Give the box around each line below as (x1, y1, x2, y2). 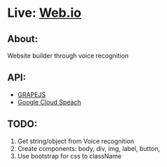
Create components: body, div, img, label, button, (17, 144, 161, 152)
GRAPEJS (17, 90, 46, 99)
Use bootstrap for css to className (17, 152, 121, 160)
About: (7, 33, 39, 45)
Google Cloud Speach (17, 98, 81, 106)
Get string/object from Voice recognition (17, 137, 135, 145)
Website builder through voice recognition (7, 51, 129, 60)
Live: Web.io (7, 5, 82, 21)
